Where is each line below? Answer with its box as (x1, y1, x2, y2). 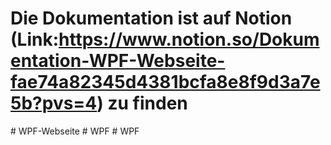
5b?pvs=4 (10, 92, 98, 115)
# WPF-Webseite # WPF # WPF (10, 125, 140, 137)
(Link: (10, 28, 59, 51)
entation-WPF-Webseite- (10, 50, 226, 72)
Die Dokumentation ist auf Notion (10, 7, 293, 30)
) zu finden (96, 92, 188, 115)
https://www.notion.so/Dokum (58, 28, 320, 51)
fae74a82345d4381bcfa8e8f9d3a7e (10, 71, 321, 94)
